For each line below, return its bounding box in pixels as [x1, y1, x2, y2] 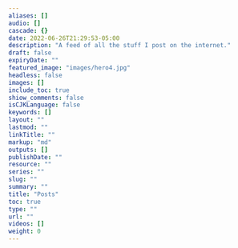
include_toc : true [8, 86, 70, 94]
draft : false [8, 49, 52, 57]
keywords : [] [8, 109, 52, 117]
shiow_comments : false [8, 94, 84, 102]
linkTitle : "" [8, 130, 56, 138]
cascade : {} [8, 26, 48, 34]
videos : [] [8, 220, 45, 228]
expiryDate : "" [8, 57, 59, 65]
